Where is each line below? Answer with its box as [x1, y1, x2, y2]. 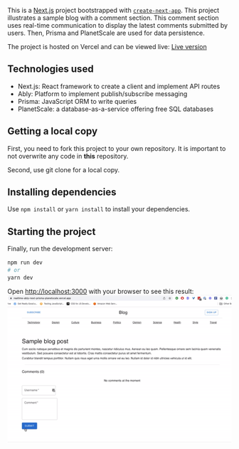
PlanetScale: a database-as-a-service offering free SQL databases [17, 105, 214, 113]
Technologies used [7, 63, 94, 75]
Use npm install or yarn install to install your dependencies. [7, 205, 191, 213]
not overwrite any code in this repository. [7, 152, 129, 160]
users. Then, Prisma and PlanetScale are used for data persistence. [7, 28, 205, 37]
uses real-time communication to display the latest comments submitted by [7, 21, 228, 29]
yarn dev [7, 274, 33, 281]
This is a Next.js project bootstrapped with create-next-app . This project [7, 6, 220, 14]
